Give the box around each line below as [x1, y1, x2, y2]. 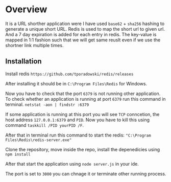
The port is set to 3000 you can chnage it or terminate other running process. [5, 170, 166, 177]
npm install [5, 152, 31, 157]
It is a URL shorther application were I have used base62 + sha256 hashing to [5, 20, 165, 27]
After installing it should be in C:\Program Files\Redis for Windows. [5, 80, 147, 86]
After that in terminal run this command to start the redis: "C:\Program [5, 132, 152, 138]
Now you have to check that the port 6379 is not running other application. [5, 90, 161, 97]
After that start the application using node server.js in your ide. [5, 161, 139, 167]
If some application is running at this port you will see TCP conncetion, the [5, 111, 160, 117]
